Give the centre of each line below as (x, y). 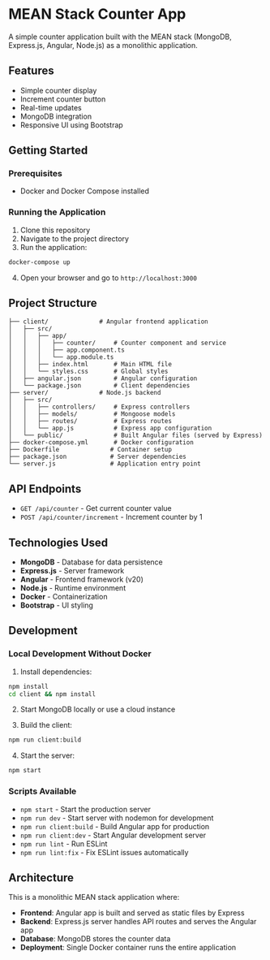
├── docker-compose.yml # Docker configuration (101, 443)
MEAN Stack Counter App (97, 14)
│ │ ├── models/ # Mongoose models (92, 414)
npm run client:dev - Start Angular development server (113, 835)
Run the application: (54, 247)
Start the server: (47, 755)
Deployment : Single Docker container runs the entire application (128, 948)
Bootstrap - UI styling (56, 605)
